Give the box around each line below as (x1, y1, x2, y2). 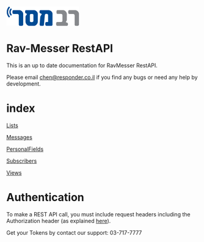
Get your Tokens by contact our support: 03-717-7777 (6, 229, 142, 236)
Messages (6, 133, 32, 141)
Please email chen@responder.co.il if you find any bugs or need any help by (6, 73, 198, 81)
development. (6, 80, 41, 87)
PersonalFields (6, 145, 44, 153)
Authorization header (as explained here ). (6, 217, 111, 224)
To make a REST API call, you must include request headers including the (6, 210, 191, 218)
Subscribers (6, 157, 37, 164)
